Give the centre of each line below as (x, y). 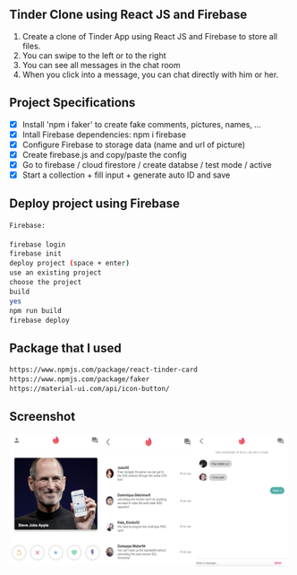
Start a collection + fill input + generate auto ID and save (126, 175)
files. (31, 46)
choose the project (46, 283)
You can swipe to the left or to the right (94, 55)
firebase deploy (39, 320)
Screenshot (42, 417)
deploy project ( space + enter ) (69, 264)
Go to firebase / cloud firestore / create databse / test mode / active (147, 164)
